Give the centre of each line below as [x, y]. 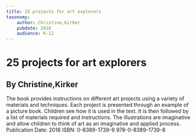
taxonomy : [18, 17]
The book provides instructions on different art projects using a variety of [95, 98]
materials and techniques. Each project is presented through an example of [97, 105]
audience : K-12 [35, 34]
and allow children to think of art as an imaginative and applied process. [94, 124]
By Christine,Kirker [42, 84]
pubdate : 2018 [34, 28]
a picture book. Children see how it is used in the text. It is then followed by [97, 111]
